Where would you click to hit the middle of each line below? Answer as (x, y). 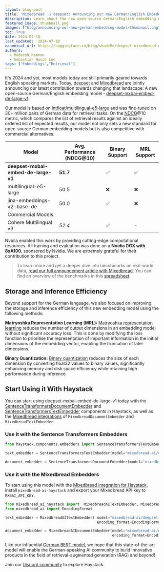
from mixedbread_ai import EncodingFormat (49, 509)
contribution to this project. (32, 256)
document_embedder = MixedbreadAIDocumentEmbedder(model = (65, 531)
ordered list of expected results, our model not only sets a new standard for (81, 124)
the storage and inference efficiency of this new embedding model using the (82, 308)
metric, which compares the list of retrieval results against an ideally (74, 118)
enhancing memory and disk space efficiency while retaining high (71, 368)
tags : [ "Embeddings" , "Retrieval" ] (40, 64)
